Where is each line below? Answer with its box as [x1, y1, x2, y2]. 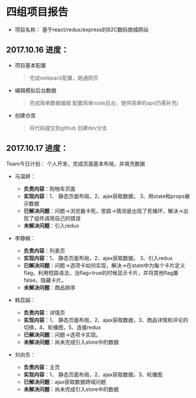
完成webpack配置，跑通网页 [29, 74, 99, 81]
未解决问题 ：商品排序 [23, 284, 76, 291]
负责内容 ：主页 [23, 363, 60, 370]
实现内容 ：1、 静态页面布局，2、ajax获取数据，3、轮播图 [23, 371, 163, 378]
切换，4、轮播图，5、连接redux [23, 324, 102, 331]
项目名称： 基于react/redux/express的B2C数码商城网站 [14, 26, 149, 33]
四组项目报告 [6, 5, 69, 19]
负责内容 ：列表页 [23, 247, 66, 254]
